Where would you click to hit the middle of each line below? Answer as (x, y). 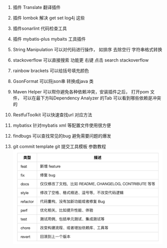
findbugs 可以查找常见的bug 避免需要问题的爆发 (62, 136)
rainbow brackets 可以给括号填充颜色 (51, 71)
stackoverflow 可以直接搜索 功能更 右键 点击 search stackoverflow (81, 60)
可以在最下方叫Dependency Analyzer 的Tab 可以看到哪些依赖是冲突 (92, 98)
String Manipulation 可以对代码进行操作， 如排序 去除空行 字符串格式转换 (87, 49)
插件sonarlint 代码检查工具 (40, 28)
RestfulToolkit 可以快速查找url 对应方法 (52, 115)
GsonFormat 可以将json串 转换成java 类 (53, 81)
